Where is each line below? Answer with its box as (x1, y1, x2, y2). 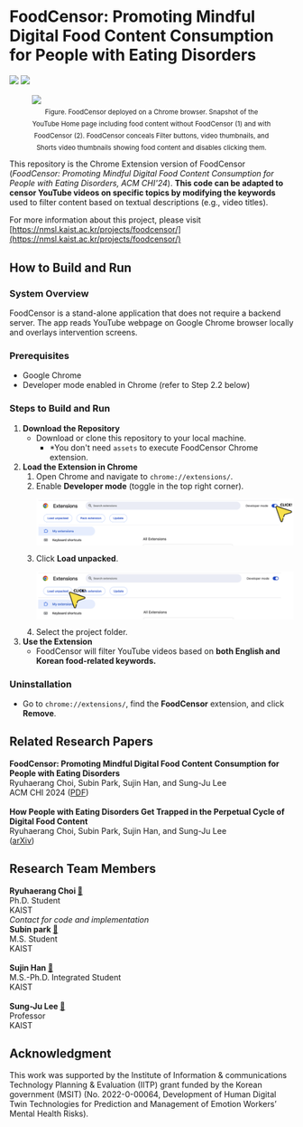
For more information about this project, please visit (9, 214, 201, 225)
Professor (9, 1010, 46, 1021)
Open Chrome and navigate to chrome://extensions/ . (35, 470, 234, 481)
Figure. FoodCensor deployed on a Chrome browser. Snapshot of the (44, 107, 259, 117)
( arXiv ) (9, 835, 35, 846)
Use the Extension (22, 636, 93, 647)
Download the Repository (22, 422, 120, 433)
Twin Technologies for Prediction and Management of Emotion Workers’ (9, 1099, 277, 1110)
